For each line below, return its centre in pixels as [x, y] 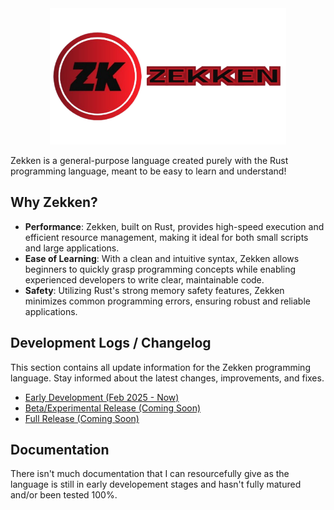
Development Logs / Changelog [111, 343]
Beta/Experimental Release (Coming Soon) [113, 408]
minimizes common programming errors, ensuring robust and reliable [167, 301]
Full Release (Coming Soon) [82, 418]
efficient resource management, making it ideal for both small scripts [166, 237]
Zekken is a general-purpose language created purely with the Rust [149, 161]
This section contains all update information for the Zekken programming [160, 367]
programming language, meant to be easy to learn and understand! [148, 171]
